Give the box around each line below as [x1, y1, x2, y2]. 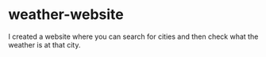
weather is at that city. [8, 40, 81, 49]
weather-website [8, 6, 125, 24]
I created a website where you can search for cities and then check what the [8, 32, 259, 41]
